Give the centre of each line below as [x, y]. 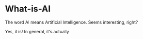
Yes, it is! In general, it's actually [37, 31]
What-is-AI [28, 9]
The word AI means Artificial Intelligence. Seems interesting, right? [71, 22]
